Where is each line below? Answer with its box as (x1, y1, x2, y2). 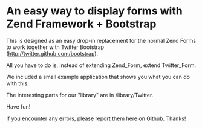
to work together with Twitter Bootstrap (6, 43, 105, 51)
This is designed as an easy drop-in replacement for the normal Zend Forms (6, 37, 197, 44)
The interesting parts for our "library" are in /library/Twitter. (6, 91, 154, 98)
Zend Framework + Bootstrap (6, 17, 157, 31)
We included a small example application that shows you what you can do (6, 73, 191, 80)
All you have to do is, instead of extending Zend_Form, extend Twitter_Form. (6, 62, 197, 69)
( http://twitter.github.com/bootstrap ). (6, 50, 99, 57)
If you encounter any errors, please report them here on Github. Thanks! (6, 115, 186, 122)
